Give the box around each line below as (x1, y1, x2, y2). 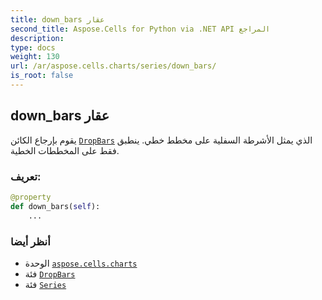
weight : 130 (10, 52, 60, 62)
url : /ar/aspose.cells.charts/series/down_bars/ (10, 61, 217, 71)
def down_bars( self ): (10, 201, 101, 211)
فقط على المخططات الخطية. (10, 144, 120, 156)
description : (10, 33, 65, 43)
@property (10, 192, 52, 202)
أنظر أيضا (10, 234, 51, 248)
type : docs (10, 42, 56, 53)
